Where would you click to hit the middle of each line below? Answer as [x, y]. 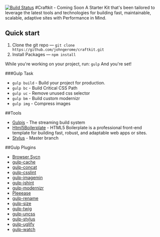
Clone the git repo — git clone [43, 45]
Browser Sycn [26, 157]
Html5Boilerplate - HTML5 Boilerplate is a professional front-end [77, 127]
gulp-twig [22, 208]
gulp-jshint [23, 182]
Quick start [22, 33]
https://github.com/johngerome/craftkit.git [58, 49]
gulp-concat [25, 167]
